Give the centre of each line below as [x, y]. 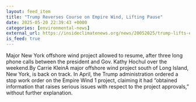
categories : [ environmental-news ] [48, 28]
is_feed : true [23, 39]
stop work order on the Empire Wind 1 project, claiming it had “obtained [92, 80]
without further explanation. [39, 93]
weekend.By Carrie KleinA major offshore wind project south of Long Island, [97, 68]
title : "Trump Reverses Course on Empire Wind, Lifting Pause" [85, 17]
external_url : [23, 33]
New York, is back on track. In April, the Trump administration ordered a [92, 74]
